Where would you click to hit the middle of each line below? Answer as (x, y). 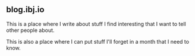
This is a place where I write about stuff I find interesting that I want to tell (96, 24)
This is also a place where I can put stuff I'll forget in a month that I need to (97, 41)
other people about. (30, 30)
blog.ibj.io (25, 10)
